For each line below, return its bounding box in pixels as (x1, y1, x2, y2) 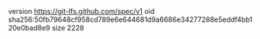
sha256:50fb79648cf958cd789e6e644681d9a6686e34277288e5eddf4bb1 (8, 15, 253, 24)
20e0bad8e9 (8, 23, 51, 32)
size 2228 (51, 23, 84, 32)
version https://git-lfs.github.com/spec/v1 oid (8, 7, 155, 16)
